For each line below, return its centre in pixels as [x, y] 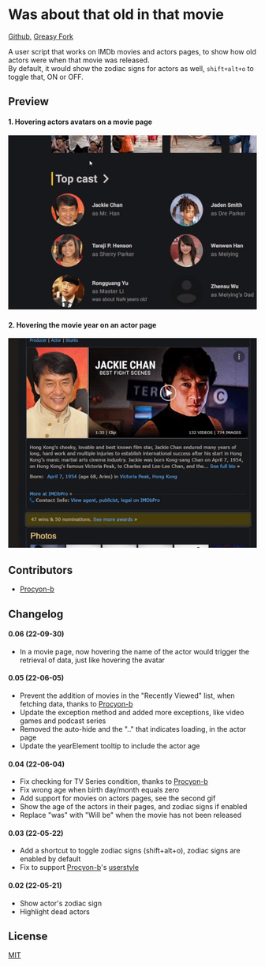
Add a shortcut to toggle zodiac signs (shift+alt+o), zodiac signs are [130, 851]
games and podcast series [63, 721]
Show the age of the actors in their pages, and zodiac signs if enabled [133, 807]
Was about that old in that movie [116, 15]
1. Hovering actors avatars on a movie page [80, 122]
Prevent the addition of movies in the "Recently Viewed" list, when [127, 695]
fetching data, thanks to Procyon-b [76, 704]
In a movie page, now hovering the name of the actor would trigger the [134, 651]
